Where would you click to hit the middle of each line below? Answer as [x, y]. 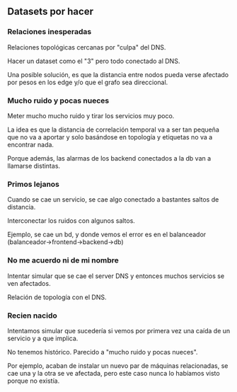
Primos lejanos [34, 184]
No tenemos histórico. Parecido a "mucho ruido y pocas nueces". [103, 352]
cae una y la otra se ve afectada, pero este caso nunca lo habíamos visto [114, 373]
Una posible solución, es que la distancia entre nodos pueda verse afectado [118, 74]
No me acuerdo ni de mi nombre [63, 260]
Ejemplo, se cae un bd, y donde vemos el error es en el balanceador [107, 235]
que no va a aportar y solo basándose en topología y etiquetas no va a [110, 137]
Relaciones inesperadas [50, 32]
